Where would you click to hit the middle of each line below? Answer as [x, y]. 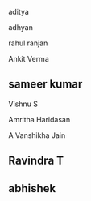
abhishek [32, 188]
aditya [19, 12]
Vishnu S [23, 104]
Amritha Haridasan [39, 119]
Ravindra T [36, 161]
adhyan [21, 27]
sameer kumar [45, 84]
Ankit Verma [29, 59]
